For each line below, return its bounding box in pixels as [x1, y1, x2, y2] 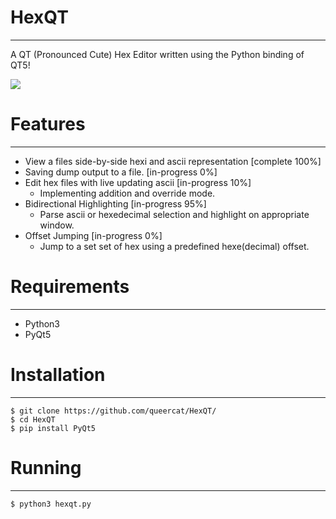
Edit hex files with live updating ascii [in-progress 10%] [24, 176, 252, 188]
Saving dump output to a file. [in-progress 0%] [24, 166, 218, 178]
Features [10, 113, 86, 136]
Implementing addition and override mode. [39, 187, 216, 199]
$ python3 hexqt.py [10, 499, 92, 509]
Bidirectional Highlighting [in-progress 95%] [24, 197, 207, 210]
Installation [10, 364, 106, 386]
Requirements [10, 276, 130, 298]
